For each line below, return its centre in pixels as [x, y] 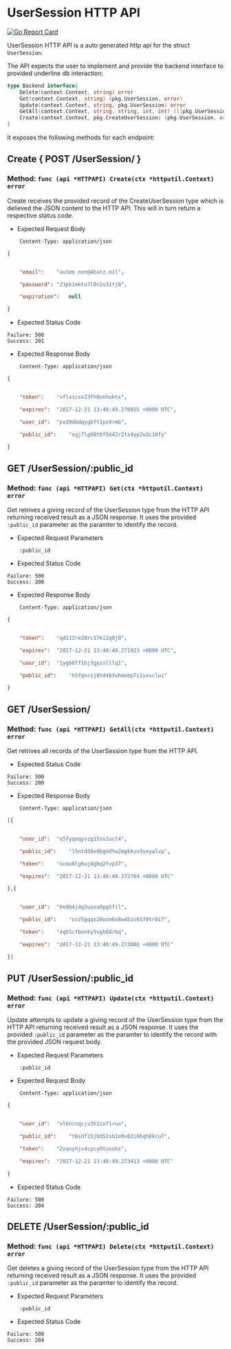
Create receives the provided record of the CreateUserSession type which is [115, 201]
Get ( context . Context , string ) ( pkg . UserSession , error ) [101, 99]
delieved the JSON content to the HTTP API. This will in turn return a [104, 208]
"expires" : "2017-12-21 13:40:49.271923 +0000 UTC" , [98, 650]
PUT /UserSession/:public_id [70, 978]
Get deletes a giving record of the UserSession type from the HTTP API [108, 1268]
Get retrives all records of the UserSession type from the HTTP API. [103, 751]
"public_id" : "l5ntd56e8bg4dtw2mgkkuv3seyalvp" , [95, 851]
